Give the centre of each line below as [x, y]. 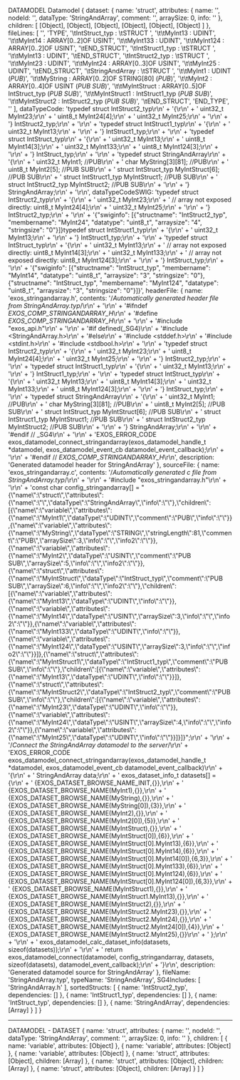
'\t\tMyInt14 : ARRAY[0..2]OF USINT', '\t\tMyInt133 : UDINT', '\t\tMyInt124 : [116, 41]
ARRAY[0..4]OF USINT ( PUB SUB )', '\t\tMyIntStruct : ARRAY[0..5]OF [107, 86]
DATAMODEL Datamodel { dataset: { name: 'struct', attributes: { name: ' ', [114, 10]
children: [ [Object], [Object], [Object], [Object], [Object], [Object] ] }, [109, 25]
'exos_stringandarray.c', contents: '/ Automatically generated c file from [113, 472]
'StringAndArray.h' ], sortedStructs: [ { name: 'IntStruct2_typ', [98, 987]
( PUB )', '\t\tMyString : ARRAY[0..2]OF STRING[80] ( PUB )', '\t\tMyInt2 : [110, 78]
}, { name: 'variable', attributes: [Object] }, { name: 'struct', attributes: [109, 1053]
